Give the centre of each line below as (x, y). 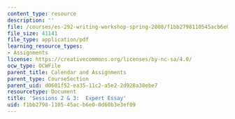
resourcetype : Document (42, 92)
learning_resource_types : (45, 46)
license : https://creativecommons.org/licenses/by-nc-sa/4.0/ (100, 59)
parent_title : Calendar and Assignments (67, 72)
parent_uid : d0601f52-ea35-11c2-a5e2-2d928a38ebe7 (83, 85)
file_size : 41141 (33, 33)
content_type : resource (42, 14)
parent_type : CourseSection (48, 79)
